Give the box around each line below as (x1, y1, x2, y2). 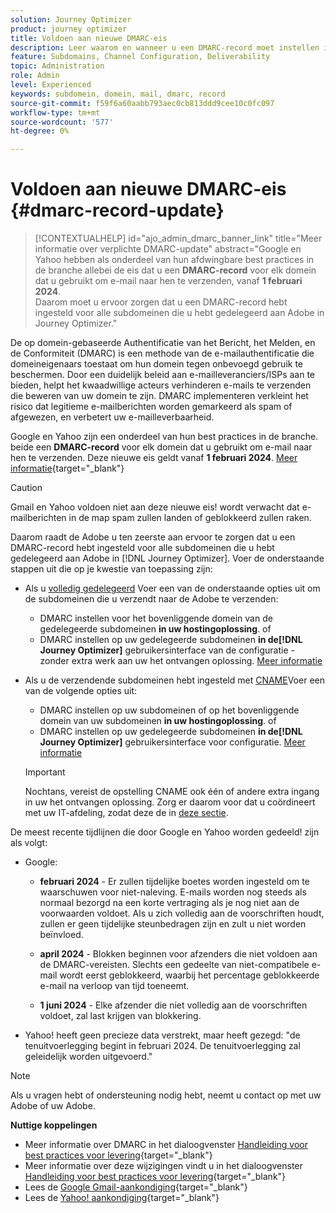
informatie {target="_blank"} (10, 462, 125, 475)
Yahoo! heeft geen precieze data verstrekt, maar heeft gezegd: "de (24, 1029, 301, 1041)
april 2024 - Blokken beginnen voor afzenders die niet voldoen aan (39, 948, 318, 960)
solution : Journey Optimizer (10, 14, 132, 25)
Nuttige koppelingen (10, 1119, 98, 1131)
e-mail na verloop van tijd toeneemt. (39, 980, 190, 992)
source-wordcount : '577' (10, 117, 114, 127)
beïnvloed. (39, 929, 84, 941)
